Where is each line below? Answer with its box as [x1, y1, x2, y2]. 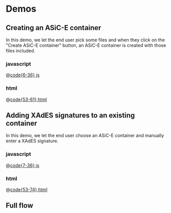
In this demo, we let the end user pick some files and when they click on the [6, 37, 165, 43]
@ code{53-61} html [6, 96, 47, 102]
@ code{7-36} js [6, 162, 40, 168]
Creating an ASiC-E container [6, 23, 101, 32]
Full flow [6, 201, 34, 210]
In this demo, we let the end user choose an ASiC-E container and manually [6, 132, 164, 139]
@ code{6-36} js [6, 72, 40, 78]
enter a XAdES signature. [6, 138, 59, 144]
